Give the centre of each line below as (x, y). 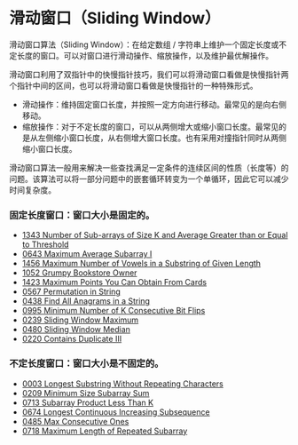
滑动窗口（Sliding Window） (115, 18)
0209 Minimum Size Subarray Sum (86, 393)
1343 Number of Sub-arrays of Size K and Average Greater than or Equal (155, 235)
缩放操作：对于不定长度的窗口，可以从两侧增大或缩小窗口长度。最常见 (150, 126)
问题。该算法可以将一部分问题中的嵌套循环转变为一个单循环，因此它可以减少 (149, 179)
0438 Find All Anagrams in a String (86, 301)
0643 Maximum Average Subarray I (87, 254)
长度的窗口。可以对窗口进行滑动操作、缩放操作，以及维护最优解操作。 (145, 55)
